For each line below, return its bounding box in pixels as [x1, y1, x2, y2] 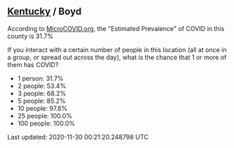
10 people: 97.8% [17, 104, 68, 112]
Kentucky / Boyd [7, 6, 82, 18]
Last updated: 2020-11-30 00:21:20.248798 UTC [7, 132, 149, 141]
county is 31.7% [7, 32, 54, 40]
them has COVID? [7, 60, 58, 69]
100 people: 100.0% [17, 119, 75, 128]
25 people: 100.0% [17, 111, 73, 120]
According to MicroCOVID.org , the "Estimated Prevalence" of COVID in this [7, 24, 225, 32]
